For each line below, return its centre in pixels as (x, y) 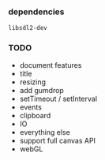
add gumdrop (42, 90)
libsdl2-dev (28, 28)
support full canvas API (58, 140)
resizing (32, 82)
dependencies (36, 12)
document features (51, 65)
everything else (45, 132)
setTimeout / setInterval (58, 99)
